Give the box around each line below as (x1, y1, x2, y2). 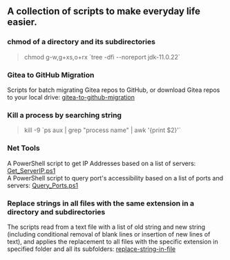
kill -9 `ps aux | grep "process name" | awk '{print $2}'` (23, 126, 181, 134)
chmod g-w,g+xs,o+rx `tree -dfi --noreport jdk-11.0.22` (23, 53, 181, 61)
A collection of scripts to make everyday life (7, 6, 200, 17)
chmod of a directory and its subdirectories (7, 37, 155, 47)
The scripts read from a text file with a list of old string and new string (7, 223, 206, 231)
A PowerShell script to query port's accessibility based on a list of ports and (7, 174, 224, 182)
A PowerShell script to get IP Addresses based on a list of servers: (7, 159, 196, 167)
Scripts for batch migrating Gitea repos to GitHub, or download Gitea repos (7, 86, 220, 94)
